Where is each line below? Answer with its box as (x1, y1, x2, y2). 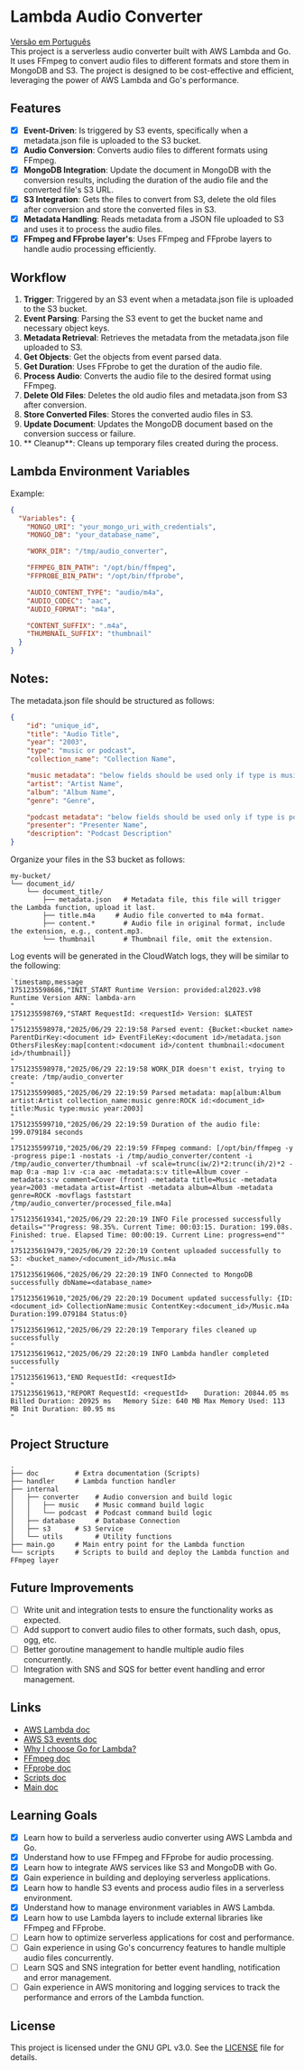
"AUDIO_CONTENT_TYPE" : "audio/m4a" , (26, 587, 165, 597)
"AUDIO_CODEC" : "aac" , (26, 596, 112, 605)
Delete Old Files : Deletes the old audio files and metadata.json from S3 (23, 389, 288, 400)
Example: (10, 488, 45, 499)
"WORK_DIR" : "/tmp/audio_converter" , (26, 547, 169, 557)
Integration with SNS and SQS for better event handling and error (23, 1663, 265, 1674)
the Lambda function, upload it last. (10, 904, 156, 913)
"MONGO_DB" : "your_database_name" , (26, 530, 161, 539)
